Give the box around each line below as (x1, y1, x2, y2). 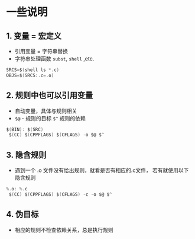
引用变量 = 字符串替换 (14, 48, 68, 55)
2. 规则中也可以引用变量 (6, 90, 93, 101)
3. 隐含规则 (6, 149, 47, 160)
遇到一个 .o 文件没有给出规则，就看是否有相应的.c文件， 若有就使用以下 (14, 167, 189, 174)
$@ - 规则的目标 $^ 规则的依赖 (14, 114, 86, 122)
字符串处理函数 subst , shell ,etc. (14, 55, 95, 62)
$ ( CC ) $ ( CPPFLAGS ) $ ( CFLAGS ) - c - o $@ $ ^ (8, 192, 112, 197)
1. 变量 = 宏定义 (6, 31, 62, 41)
